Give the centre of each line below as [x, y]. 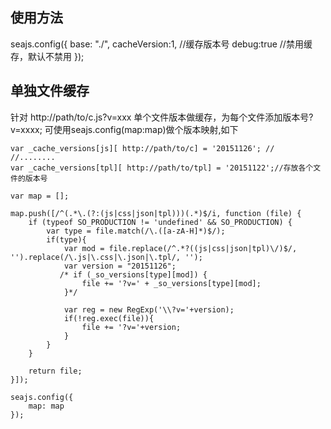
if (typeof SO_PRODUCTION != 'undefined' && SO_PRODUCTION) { [160, 222]
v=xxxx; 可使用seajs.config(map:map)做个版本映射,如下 [124, 129]
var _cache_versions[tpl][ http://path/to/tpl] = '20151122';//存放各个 [162, 168]
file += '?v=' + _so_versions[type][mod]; [171, 283]
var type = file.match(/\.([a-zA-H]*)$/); [136, 231]
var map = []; [40, 196]
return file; [55, 371]
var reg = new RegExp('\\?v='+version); [149, 309]
